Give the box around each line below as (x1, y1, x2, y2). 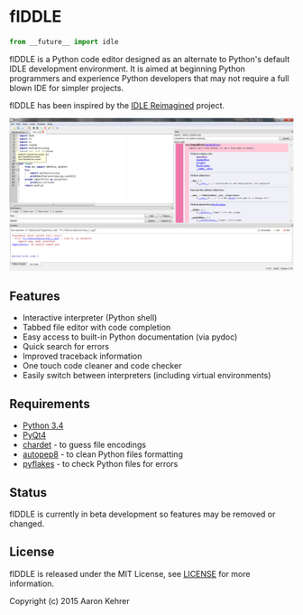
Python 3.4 (22, 420, 64, 431)
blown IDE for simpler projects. (9, 82, 124, 93)
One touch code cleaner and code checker (22, 360, 182, 371)
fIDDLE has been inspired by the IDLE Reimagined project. (9, 99, 225, 110)
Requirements (9, 396, 90, 412)
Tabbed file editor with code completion (22, 322, 171, 333)
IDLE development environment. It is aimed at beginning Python (9, 63, 246, 74)
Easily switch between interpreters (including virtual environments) (22, 370, 271, 381)
